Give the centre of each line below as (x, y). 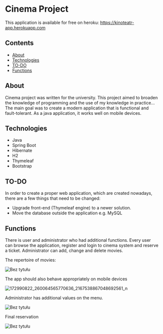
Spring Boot (24, 146)
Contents (19, 43)
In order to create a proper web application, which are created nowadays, (79, 193)
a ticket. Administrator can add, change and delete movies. (64, 250)
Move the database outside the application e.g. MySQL (67, 213)
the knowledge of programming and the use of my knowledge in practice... (80, 103)
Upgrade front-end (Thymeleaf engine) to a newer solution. (72, 208)
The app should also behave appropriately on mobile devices (66, 279)
